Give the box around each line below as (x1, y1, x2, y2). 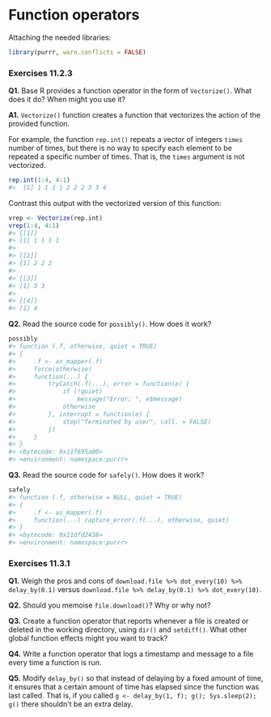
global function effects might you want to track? (8, 633, 168, 643)
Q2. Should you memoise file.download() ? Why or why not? (8, 600, 211, 610)
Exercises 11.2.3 (8, 67, 73, 79)
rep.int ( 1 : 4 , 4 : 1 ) (8, 176, 70, 184)
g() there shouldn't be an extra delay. (8, 699, 133, 709)
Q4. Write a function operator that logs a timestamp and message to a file (8, 649, 254, 659)
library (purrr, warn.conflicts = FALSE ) (8, 48, 147, 56)
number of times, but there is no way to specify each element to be (8, 144, 232, 153)
